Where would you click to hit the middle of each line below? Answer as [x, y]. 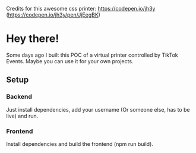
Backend [19, 97]
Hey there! [33, 39]
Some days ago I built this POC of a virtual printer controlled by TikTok [92, 55]
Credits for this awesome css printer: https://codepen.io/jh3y [81, 9]
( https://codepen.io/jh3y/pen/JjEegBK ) [53, 15]
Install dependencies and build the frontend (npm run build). [80, 144]
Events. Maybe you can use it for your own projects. [70, 61]
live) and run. [22, 116]
